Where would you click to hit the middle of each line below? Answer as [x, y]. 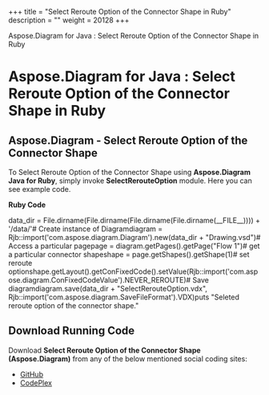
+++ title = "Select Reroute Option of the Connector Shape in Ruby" [120, 12]
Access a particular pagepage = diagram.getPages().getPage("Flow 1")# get [134, 246]
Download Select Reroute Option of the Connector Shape [105, 350]
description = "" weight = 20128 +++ [69, 20]
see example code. [40, 189]
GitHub [32, 374]
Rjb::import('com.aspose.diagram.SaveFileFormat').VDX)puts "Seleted [124, 297]
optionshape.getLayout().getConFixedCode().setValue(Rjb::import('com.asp [133, 271]
